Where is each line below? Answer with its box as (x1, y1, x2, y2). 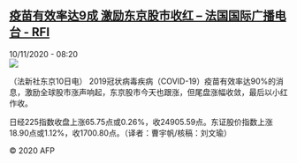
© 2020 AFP (9, 144, 56, 156)
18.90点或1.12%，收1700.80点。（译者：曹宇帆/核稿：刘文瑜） (9, 127, 232, 138)
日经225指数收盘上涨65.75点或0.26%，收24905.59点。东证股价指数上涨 (9, 116, 274, 127)
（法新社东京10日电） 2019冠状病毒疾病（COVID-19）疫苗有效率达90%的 (9, 76, 277, 86)
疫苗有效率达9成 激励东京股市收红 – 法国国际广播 (9, 8, 276, 24)
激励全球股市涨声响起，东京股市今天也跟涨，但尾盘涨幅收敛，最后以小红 (24, 86, 288, 97)
